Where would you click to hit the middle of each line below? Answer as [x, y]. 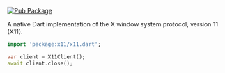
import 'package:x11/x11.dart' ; [54, 44]
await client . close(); [40, 63]
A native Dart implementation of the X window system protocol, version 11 [113, 24]
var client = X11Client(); [46, 57]
